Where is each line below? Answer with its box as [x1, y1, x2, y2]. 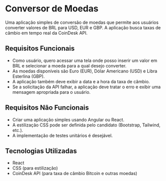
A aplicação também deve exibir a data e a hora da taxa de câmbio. [12, 78, 150, 84]
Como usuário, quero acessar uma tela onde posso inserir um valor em [12, 58, 158, 63]
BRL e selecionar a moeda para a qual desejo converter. [12, 62, 127, 68]
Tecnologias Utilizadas [5, 147, 77, 155]
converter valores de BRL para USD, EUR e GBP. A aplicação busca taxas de [5, 24, 161, 30]
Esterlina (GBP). [12, 73, 45, 79]
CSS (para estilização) [12, 165, 58, 171]
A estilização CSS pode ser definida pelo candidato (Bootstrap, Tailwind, [12, 122, 161, 128]
